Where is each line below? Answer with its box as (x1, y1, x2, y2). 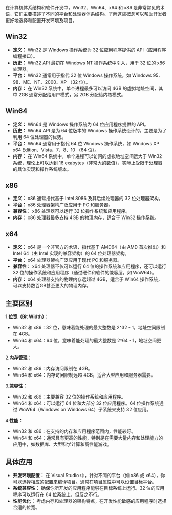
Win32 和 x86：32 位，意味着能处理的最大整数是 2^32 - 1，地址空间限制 (12, 325, 165, 331)
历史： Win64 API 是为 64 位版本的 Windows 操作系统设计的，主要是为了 (12, 127, 167, 133)
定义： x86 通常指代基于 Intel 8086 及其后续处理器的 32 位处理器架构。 (12, 195, 163, 202)
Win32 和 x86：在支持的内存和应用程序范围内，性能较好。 (12, 428, 136, 434)
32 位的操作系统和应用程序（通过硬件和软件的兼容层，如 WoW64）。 (12, 270, 157, 276)
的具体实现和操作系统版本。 (12, 166, 72, 172)
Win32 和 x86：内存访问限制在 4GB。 (12, 366, 93, 372)
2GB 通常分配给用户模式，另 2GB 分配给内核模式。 (18, 91, 126, 97)
